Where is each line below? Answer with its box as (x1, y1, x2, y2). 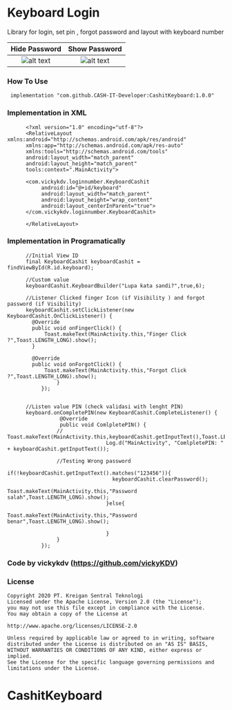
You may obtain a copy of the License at (7, 611, 128, 617)
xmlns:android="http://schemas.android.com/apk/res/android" (7, 136, 187, 143)
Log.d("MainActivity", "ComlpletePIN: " (106, 439, 224, 446)
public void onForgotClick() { (32, 361, 122, 367)
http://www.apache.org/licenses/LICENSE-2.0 (7, 623, 137, 630)
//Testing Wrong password (56, 457, 131, 464)
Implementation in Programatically (7, 236, 126, 246)
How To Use (7, 76, 48, 86)
